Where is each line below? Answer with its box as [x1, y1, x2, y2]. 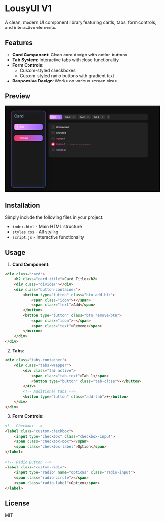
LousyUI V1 [5, 3, 52, 14]
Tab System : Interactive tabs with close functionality [12, 57, 119, 63]
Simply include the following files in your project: [5, 214, 104, 220]
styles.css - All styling [12, 229, 59, 235]
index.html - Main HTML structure [12, 224, 82, 230]
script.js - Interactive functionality [12, 234, 84, 240]
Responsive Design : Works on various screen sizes [12, 78, 117, 83]
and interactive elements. [5, 24, 56, 30]
